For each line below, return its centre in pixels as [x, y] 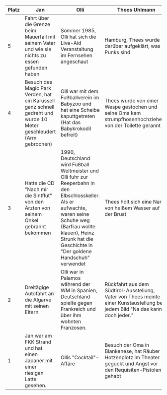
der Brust [116, 214]
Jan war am [38, 336]
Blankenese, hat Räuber [132, 351]
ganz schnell [40, 107]
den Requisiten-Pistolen [133, 370]
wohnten [71, 321]
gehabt [113, 376]
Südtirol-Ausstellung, [130, 291]
